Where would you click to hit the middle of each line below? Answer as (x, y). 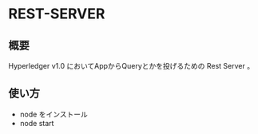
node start (37, 123)
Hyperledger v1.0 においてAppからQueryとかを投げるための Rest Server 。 (131, 66)
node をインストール (54, 114)
